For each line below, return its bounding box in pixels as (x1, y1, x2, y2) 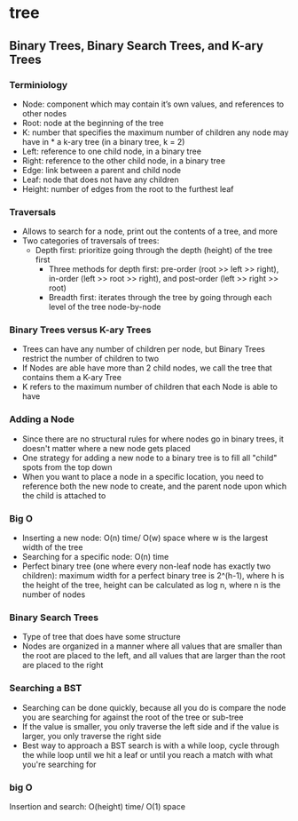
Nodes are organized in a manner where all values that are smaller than (21, 641, 283, 651)
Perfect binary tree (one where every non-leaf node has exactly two (21, 561, 271, 571)
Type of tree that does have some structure (21, 632, 181, 642)
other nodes (21, 108, 67, 118)
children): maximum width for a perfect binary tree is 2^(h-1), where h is (21, 570, 285, 581)
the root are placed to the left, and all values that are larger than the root (21, 650, 286, 661)
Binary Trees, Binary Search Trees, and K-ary (9, 38, 264, 53)
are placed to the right (21, 660, 104, 671)
